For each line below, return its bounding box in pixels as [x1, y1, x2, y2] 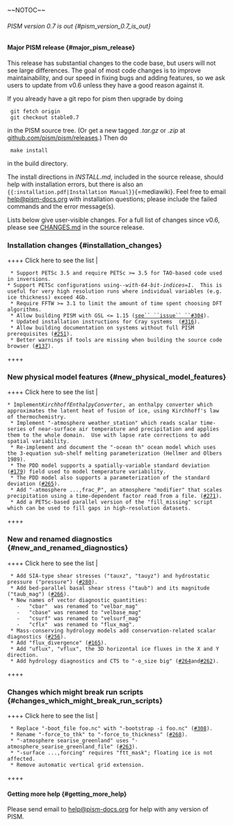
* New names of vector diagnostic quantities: [10, 597, 148, 604]
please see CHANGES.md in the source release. [7, 222, 145, 232]
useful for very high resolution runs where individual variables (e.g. [7, 288, 223, 295]
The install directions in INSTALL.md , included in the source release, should [7, 172, 224, 181]
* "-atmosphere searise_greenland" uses [10, 737, 129, 744]
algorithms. [7, 306, 42, 314]
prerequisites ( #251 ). [7, 330, 73, 338]
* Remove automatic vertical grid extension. [10, 761, 145, 768]
